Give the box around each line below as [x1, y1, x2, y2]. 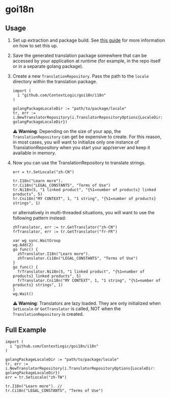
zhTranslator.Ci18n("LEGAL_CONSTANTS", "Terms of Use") [17, 256, 138, 261]
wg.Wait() [12, 291, 34, 296]
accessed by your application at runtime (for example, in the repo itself [12, 58, 161, 64]
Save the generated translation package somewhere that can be [12, 52, 147, 58]
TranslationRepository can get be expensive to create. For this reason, [12, 134, 161, 140]
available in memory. [12, 150, 56, 156]
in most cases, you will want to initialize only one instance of [12, 139, 140, 145]
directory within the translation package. [12, 79, 97, 84]
